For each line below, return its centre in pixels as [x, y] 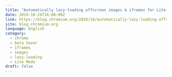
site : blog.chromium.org [32, 24]
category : [16, 33]
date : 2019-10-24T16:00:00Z [35, 15]
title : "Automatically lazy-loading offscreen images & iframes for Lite [86, 10]
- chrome [19, 38]
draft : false [19, 66]
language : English [25, 29]
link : [11, 19]
